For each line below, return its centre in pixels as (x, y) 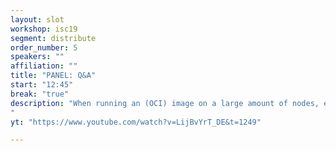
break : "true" (40, 94)
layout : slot (37, 19)
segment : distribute (53, 38)
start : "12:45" (42, 85)
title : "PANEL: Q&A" (53, 76)
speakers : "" (37, 57)
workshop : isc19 (44, 29)
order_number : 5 (44, 47)
